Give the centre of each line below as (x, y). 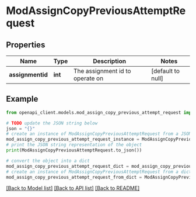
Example (22, 99)
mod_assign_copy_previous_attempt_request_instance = (73, 139)
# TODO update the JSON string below (52, 123)
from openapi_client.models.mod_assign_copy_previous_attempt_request (94, 112)
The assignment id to (102, 71)
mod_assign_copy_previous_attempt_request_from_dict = (74, 177)
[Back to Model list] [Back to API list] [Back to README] (73, 188)
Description (110, 61)
